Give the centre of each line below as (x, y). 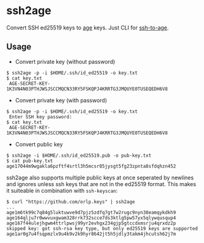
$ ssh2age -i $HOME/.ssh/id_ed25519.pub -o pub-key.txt (79, 155)
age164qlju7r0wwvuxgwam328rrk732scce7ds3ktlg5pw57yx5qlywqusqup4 (91, 218)
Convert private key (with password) (61, 100)
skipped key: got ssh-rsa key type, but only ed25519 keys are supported (102, 228)
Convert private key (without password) (65, 61)
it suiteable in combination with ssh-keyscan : (62, 190)
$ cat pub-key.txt (30, 161)
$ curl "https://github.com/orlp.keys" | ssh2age (71, 202)
